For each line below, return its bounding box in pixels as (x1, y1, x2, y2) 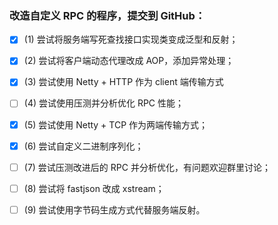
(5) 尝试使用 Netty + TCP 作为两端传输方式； (23, 118, 209, 131)
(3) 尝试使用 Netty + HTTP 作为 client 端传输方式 (23, 76, 224, 88)
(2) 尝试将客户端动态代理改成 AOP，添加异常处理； (23, 55, 235, 67)
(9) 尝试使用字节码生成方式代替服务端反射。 (23, 203, 206, 216)
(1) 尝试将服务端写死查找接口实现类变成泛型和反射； (23, 33, 239, 46)
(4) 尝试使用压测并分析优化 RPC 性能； (23, 97, 185, 109)
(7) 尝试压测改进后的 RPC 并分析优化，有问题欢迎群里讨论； (23, 161, 271, 173)
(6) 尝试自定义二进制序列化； (23, 140, 144, 152)
